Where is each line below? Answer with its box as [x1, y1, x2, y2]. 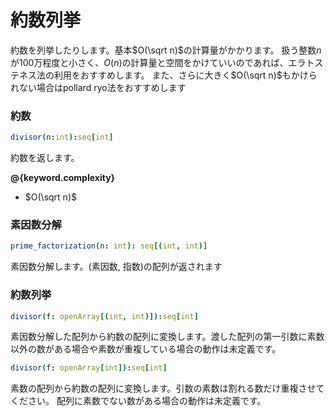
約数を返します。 [10, 152, 80, 164]
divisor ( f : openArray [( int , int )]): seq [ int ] [10, 311, 199, 321]
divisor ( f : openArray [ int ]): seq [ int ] [10, 363, 168, 373]
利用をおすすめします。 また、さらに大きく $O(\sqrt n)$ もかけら [53, 69, 318, 81]
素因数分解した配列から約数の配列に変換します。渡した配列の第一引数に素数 [10, 331, 325, 343]
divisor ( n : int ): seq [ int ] [10, 132, 114, 143]
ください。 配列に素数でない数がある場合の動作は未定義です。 [10, 395, 267, 407]
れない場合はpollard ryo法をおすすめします [10, 81, 187, 93]
